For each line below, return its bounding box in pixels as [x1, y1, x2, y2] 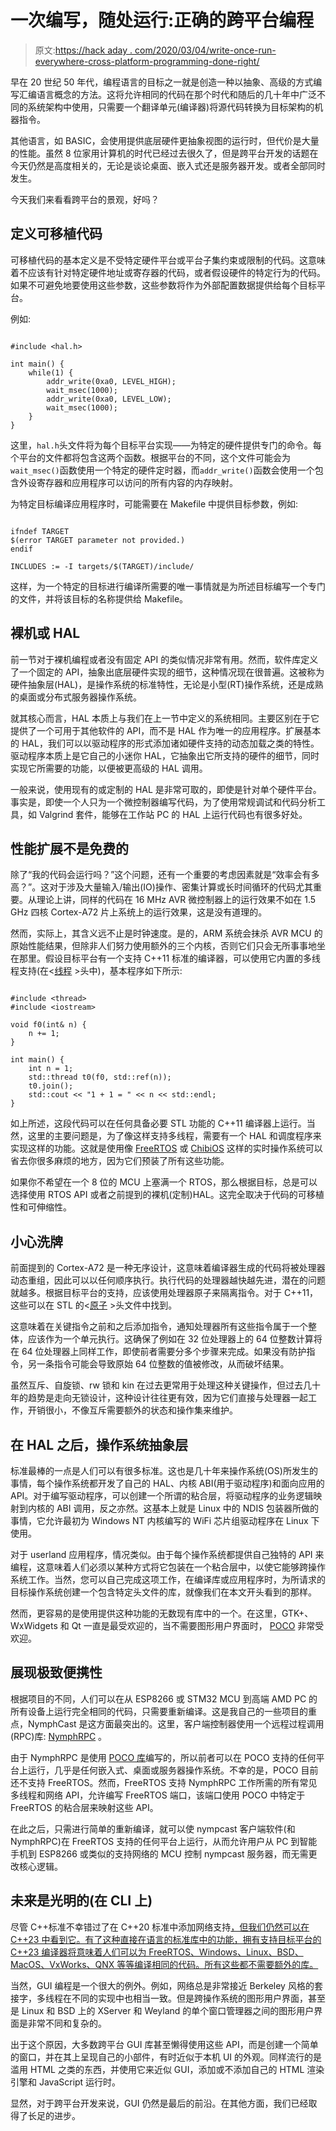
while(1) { [28, 367, 74, 378]
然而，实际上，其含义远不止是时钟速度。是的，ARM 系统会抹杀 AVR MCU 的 [10, 927, 323, 940]
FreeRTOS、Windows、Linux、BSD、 [148, 1946, 304, 1958]
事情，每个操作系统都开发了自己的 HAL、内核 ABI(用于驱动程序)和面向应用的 [10, 1477, 325, 1489]
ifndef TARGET [10, 526, 70, 536]
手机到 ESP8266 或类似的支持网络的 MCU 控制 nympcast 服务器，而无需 [10, 1847, 309, 1860]
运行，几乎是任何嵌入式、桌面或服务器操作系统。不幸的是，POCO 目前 [27, 1764, 319, 1776]
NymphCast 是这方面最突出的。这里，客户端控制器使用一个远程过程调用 [27, 1717, 325, 1730]
